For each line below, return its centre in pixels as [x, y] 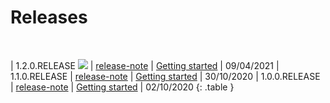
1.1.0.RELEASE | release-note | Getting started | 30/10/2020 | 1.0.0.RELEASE [165, 76]
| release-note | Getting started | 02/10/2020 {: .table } [122, 87]
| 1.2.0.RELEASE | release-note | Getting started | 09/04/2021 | [145, 65]
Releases [49, 17]
